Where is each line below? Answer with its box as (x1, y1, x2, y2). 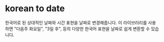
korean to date (5, 3, 65, 14)
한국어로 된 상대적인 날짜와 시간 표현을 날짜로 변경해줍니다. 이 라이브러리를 (5, 20, 147, 25)
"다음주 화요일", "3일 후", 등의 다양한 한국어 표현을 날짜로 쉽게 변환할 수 (14, 25, 150, 32)
